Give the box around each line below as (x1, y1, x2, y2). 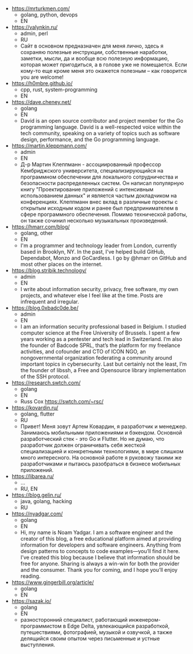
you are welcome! (20, 73, 64, 80)
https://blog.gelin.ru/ (11, 491, 62, 498)
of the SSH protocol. (20, 373, 70, 380)
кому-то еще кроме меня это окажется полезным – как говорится (20, 68, 187, 74)
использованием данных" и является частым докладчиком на (20, 192, 177, 199)
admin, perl (20, 30, 48, 37)
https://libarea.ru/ (11, 473, 55, 480)
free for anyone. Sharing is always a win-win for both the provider (20, 560, 180, 567)
